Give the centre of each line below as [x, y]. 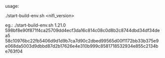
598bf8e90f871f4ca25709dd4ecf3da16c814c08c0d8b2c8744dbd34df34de [82, 30]
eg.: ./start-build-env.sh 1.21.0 [36, 25]
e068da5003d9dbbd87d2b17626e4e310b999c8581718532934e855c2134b [82, 46]
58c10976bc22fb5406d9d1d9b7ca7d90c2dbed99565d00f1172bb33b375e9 [82, 41]
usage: [12, 6]
